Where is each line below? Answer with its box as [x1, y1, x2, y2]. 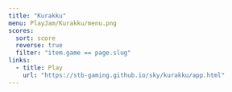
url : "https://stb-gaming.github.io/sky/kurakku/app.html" [23, 71, 226, 79]
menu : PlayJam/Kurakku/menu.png [8, 19, 117, 27]
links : [8, 57, 31, 65]
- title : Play [15, 64, 63, 72]
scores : [8, 26, 35, 34]
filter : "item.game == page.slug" [15, 49, 131, 57]
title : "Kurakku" [8, 11, 67, 20]
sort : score [15, 34, 56, 42]
